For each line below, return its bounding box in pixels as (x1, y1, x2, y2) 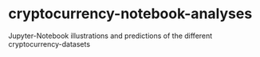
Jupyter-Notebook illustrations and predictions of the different (8, 31, 213, 40)
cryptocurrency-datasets (8, 39, 90, 48)
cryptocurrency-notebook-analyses (8, 5, 253, 23)
